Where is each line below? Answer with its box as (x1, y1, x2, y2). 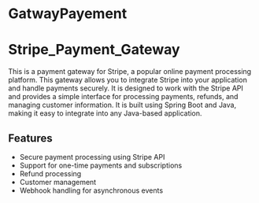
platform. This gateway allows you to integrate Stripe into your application (8, 76, 248, 85)
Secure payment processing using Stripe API (19, 152, 165, 161)
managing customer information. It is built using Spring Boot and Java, (8, 100, 237, 110)
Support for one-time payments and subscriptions (19, 161, 183, 170)
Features (8, 131, 53, 145)
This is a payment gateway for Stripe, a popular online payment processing (8, 67, 252, 76)
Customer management (19, 177, 97, 186)
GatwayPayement (8, 5, 128, 23)
